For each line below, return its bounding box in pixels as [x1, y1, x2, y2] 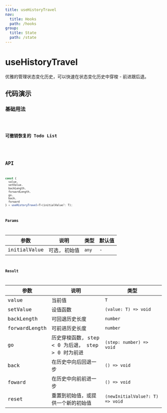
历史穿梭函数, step [51, 334, 100, 341]
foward [7, 379, 26, 386]
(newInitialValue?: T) [105, 394, 159, 400]
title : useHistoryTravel [5, 7, 57, 12]
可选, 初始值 [48, 247, 80, 254]
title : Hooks [9, 16, 37, 21]
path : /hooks [9, 21, 37, 26]
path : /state [9, 35, 37, 40]
